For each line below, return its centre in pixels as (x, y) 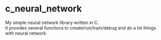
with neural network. (26, 33)
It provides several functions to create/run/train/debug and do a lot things (80, 27)
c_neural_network (44, 9)
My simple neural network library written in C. (52, 22)
